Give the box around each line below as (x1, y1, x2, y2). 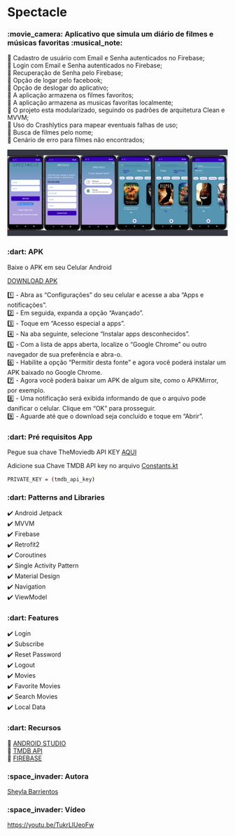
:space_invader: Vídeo (7, 804, 86, 814)
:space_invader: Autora (7, 772, 89, 781)
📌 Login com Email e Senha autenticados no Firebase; (7, 61, 163, 70)
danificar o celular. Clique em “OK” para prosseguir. (7, 404, 156, 412)
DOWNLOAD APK (7, 276, 58, 285)
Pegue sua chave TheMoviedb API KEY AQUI (7, 448, 137, 456)
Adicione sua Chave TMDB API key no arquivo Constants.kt (7, 461, 178, 470)
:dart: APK (7, 247, 44, 256)
